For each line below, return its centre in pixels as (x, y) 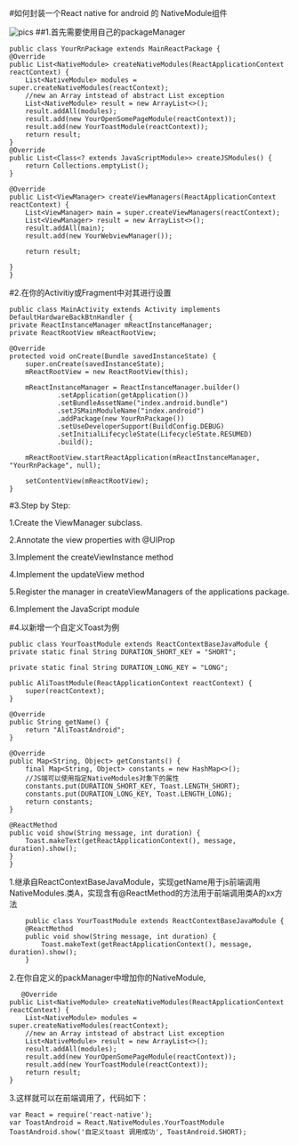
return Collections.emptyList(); (87, 166)
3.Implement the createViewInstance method (91, 557)
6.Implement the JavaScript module (74, 609)
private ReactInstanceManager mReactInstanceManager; (111, 325)
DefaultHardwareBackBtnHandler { (71, 317)
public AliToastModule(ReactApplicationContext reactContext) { (131, 683)
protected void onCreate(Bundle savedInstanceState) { (113, 356)
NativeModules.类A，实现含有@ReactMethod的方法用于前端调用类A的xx (142, 893)
